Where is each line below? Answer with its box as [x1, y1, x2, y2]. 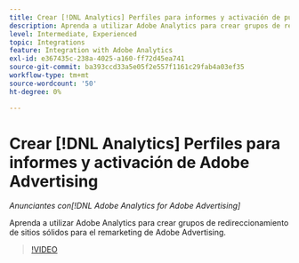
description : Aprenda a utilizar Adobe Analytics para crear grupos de [9, 21, 280, 30]
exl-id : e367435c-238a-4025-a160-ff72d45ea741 [9, 54, 185, 63]
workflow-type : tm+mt [9, 71, 90, 80]
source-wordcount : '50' [9, 79, 98, 88]
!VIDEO [30, 244, 58, 255]
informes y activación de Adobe [9, 152, 250, 172]
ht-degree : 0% [9, 87, 62, 96]
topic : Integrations [9, 37, 86, 47]
